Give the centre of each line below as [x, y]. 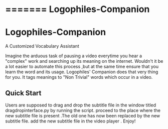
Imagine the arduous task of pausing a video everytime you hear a [73, 56]
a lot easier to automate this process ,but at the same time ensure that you [82, 67]
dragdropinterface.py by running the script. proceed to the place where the [83, 110]
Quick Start [23, 93]
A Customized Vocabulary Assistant [42, 46]
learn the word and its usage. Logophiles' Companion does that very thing [82, 72]
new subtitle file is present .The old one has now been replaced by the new [83, 115]
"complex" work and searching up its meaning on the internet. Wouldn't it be [84, 61]
